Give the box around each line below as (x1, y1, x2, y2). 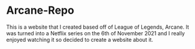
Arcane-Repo (6, 4, 75, 17)
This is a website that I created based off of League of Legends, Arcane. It (6, 23, 190, 30)
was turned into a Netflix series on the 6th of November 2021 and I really (6, 29, 185, 36)
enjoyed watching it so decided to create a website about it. (6, 36, 154, 43)
